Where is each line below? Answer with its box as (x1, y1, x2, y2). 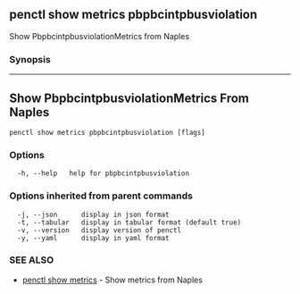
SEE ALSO (9, 254, 54, 266)
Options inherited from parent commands (9, 189, 194, 202)
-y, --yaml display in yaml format (17, 233, 170, 242)
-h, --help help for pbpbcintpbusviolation (17, 169, 190, 178)
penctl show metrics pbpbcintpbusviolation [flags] (9, 128, 205, 137)
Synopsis (9, 53, 51, 65)
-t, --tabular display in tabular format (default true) (17, 218, 242, 227)
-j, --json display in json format (17, 210, 170, 219)
